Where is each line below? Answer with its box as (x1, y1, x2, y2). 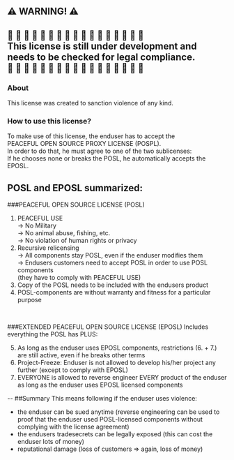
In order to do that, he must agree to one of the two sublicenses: (7, 147, 192, 156)
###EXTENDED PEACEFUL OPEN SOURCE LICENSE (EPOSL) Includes (7, 322, 209, 331)
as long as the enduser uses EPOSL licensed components (17, 380, 183, 389)
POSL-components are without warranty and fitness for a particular (17, 288, 211, 297)
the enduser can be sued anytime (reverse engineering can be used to (17, 408, 220, 416)
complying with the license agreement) (17, 422, 130, 431)
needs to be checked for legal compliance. (7, 51, 196, 63)
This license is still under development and (7, 40, 197, 52)
